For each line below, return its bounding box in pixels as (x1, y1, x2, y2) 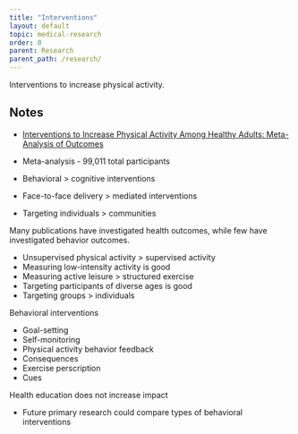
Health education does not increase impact (9, 389, 168, 400)
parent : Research (9, 47, 74, 55)
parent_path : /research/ (9, 55, 102, 64)
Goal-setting (21, 324, 69, 336)
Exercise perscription (21, 362, 101, 373)
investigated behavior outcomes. (9, 234, 131, 245)
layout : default (9, 21, 70, 30)
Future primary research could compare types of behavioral (21, 406, 243, 417)
